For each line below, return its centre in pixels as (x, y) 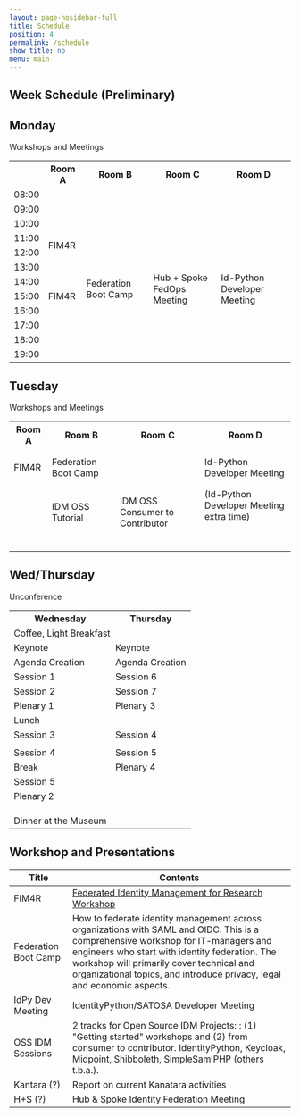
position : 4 (31, 34)
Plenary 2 (34, 796)
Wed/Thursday (52, 575)
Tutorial (68, 518)
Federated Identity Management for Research (167, 892)
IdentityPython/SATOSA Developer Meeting (163, 1005)
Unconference (36, 596)
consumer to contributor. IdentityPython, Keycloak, (179, 1047)
